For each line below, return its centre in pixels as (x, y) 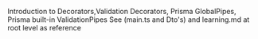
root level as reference (44, 28)
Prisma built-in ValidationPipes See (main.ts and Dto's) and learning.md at (129, 19)
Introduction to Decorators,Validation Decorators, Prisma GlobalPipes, (122, 11)
